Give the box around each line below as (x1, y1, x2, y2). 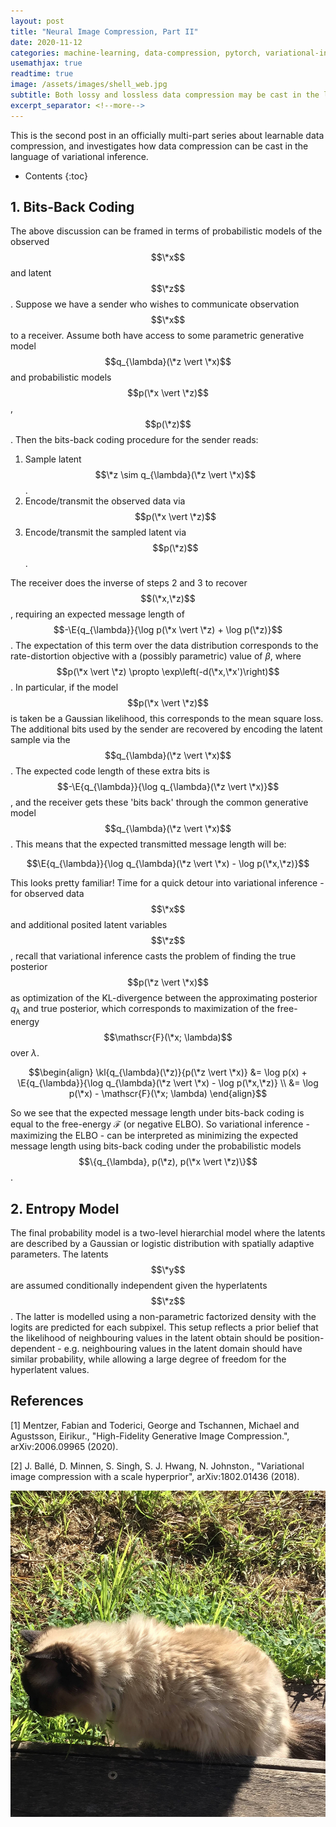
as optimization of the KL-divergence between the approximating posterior (10, 992, 318, 1004)
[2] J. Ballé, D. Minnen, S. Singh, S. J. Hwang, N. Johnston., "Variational (10, 1460, 305, 1472)
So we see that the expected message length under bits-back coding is (10, 1107, 305, 1119)
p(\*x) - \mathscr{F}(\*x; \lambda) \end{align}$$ (68, 1088, 268, 1100)
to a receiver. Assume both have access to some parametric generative (10, 330, 305, 342)
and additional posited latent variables (10, 919, 168, 931)
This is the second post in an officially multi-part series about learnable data (10, 129, 325, 141)
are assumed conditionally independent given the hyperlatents (10, 1280, 268, 1292)
